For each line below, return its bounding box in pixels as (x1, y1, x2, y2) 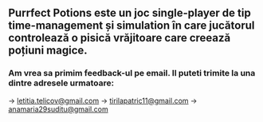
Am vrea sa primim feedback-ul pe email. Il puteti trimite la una (8, 68, 256, 79)
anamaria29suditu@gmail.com (8, 104, 109, 114)
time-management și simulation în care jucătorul (8, 19, 255, 33)
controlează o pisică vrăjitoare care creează (8, 31, 231, 45)
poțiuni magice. (8, 44, 88, 57)
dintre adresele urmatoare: (8, 77, 114, 89)
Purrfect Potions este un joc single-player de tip (8, 6, 251, 20)
